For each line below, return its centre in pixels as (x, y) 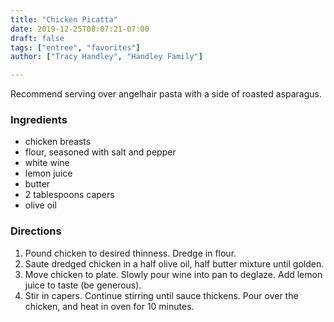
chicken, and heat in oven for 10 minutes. (109, 306)
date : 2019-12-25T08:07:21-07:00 (80, 29)
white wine (47, 163)
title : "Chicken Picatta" (64, 19)
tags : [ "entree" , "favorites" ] (75, 47)
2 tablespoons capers (69, 195)
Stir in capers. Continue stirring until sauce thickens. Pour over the (161, 295)
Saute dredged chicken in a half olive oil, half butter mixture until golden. (174, 263)
